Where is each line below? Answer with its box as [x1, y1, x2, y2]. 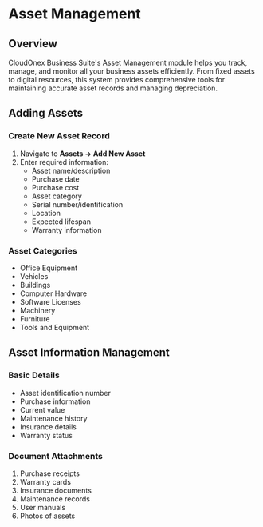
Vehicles [19, 271, 49, 281]
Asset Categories [8, 245, 77, 256]
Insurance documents [19, 485, 92, 495]
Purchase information [19, 397, 91, 406]
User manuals [19, 502, 66, 512]
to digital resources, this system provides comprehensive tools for [8, 75, 226, 84]
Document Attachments [8, 450, 104, 461]
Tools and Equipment [19, 322, 90, 332]
